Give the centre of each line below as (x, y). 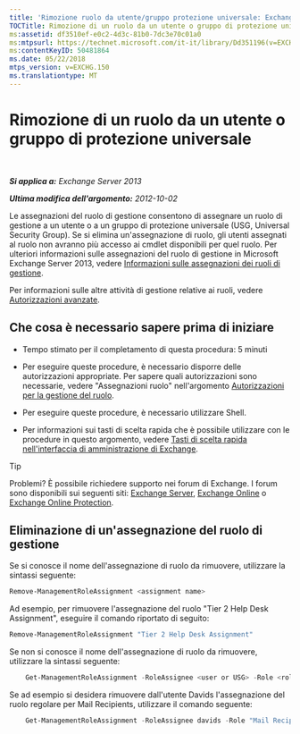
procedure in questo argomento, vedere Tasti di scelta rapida (134, 439)
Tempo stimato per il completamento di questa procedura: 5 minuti (145, 349)
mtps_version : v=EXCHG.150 (59, 68)
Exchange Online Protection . (62, 502)
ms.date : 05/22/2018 (48, 59)
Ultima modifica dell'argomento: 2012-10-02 (94, 198)
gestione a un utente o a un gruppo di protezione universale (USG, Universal (150, 225)
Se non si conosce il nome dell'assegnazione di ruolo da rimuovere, (133, 652)
